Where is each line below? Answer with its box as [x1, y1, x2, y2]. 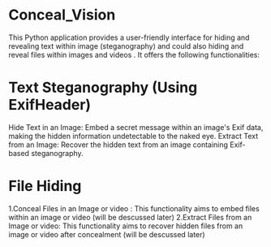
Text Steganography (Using [8, 79, 198, 97]
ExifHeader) [8, 96, 92, 115]
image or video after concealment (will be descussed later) [8, 229, 205, 239]
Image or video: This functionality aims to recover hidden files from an [8, 221, 243, 231]
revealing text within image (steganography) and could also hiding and [8, 41, 244, 50]
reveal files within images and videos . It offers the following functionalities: [8, 50, 260, 59]
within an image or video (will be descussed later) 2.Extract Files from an [8, 212, 252, 222]
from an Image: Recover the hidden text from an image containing [8, 140, 229, 149]
